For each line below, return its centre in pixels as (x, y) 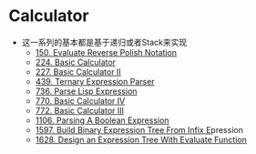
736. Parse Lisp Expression (86, 91)
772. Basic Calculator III (80, 110)
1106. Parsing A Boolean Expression (102, 120)
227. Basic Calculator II (78, 72)
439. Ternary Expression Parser (95, 81)
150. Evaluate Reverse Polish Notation (106, 52)
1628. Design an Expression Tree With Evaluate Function (141, 139)
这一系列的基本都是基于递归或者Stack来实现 (104, 42)
